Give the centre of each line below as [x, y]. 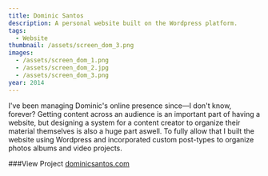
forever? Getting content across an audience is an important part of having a [134, 114]
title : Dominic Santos [46, 16]
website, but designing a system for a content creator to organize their [124, 122]
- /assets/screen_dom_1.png [62, 61]
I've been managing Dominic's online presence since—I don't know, [120, 106]
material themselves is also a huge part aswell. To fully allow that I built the [131, 131]
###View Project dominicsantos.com [69, 163]
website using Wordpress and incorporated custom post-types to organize [131, 139]
